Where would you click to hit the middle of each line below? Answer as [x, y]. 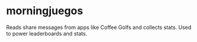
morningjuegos [45, 11]
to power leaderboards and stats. [47, 33]
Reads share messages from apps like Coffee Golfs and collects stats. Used [99, 27]
